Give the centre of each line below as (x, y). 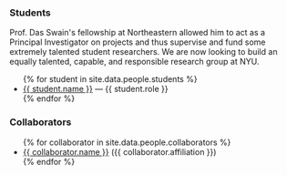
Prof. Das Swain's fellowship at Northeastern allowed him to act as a (138, 33)
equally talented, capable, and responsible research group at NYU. (134, 62)
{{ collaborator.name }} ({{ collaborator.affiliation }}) (119, 151)
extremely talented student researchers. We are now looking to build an (143, 52)
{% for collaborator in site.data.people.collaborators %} (127, 142)
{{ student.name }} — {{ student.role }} (95, 89)
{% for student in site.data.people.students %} (110, 79)
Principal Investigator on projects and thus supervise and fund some (138, 42)
